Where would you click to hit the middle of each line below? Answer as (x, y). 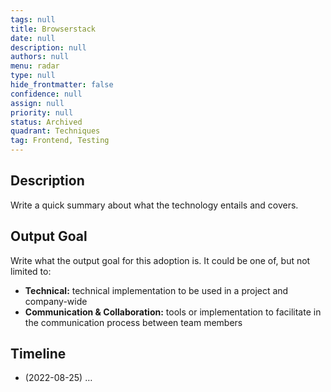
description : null (48, 47)
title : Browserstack (53, 29)
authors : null (40, 57)
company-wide (56, 301)
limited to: (31, 271)
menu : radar (35, 66)
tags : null (33, 19)
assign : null (37, 103)
